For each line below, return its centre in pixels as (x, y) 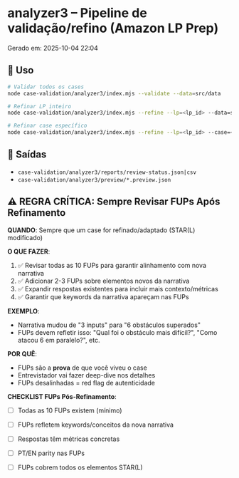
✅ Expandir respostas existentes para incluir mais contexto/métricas (118, 289)
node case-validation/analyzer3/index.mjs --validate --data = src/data (114, 93)
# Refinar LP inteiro (39, 106)
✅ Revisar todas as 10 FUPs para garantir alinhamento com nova (112, 265)
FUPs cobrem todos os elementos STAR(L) (80, 467)
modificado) (25, 237)
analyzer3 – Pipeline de (77, 13)
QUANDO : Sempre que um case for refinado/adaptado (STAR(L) (101, 230)
